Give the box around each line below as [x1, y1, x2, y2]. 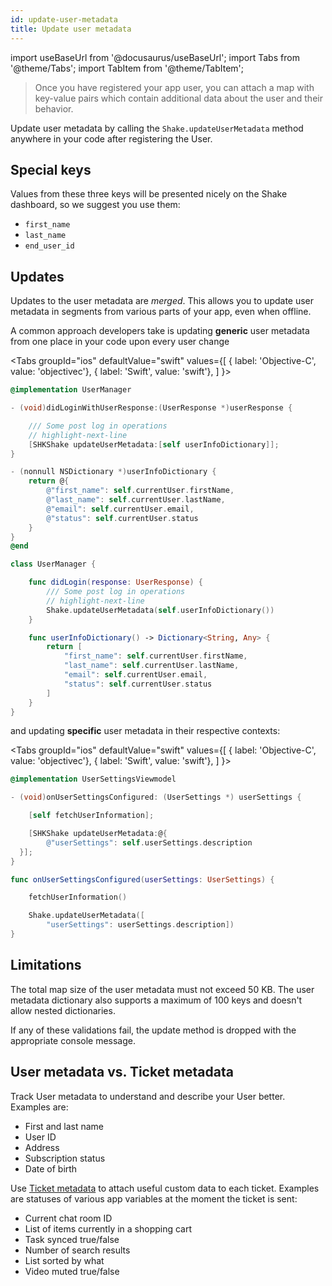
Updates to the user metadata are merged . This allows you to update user [10, 295, 315, 307]
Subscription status [24, 1152, 106, 1164]
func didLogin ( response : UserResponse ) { [28, 577, 203, 588]
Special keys [10, 161, 92, 178]
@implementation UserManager [10, 385, 132, 395]
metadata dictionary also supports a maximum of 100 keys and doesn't [10, 994, 303, 1006]
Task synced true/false [24, 1233, 120, 1245]
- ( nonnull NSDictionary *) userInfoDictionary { [10, 467, 217, 477]
